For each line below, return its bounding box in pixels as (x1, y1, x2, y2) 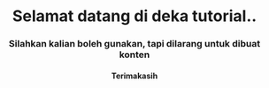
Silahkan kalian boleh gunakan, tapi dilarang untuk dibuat (8, 38, 261, 50)
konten (119, 48, 150, 61)
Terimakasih (111, 70, 158, 81)
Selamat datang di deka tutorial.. (12, 6, 257, 26)
